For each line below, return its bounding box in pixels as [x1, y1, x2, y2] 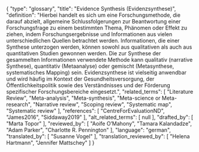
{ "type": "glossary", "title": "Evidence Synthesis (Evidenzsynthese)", [6, 5, 176, 12]
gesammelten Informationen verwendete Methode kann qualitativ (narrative [6, 56, 193, 63]
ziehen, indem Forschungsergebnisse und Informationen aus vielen [6, 31, 173, 38]
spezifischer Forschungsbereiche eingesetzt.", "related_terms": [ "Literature [6, 88, 194, 95]
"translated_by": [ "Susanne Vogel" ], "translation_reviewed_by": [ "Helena [6, 133, 190, 140]
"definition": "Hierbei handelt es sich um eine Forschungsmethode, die [6, 11, 181, 19]
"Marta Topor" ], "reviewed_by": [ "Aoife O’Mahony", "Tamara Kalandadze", [6, 120, 192, 127]
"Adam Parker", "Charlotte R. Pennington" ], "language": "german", [6, 126, 171, 133]
